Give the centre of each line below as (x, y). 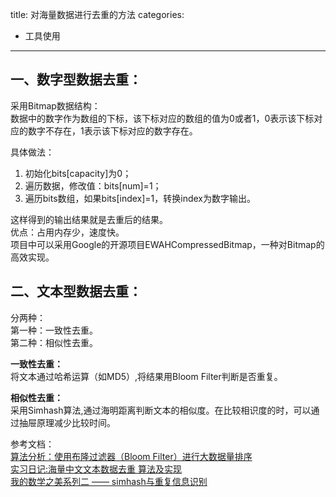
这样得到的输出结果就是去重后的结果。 (89, 219)
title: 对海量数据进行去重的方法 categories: (97, 14)
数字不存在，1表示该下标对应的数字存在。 (112, 130)
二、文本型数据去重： (76, 291)
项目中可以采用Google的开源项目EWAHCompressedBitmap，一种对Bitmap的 (167, 244)
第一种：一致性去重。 (54, 330)
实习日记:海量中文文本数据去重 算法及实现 (96, 469)
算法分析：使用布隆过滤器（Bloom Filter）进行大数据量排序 (131, 456)
